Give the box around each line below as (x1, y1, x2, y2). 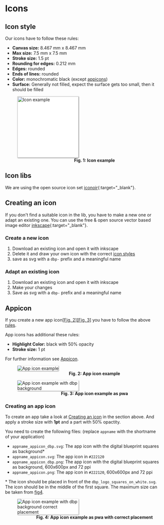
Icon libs (5, 172, 32, 180)
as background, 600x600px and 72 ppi (12, 464, 91, 470)
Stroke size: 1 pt (12, 347, 46, 352)
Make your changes (12, 285, 52, 291)
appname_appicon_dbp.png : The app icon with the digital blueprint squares (12, 459, 159, 465)
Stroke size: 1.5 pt (12, 55, 49, 61)
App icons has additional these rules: (5, 332, 80, 338)
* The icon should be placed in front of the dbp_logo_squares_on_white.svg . (5, 479, 157, 485)
